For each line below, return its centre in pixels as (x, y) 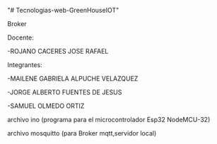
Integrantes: (25, 65)
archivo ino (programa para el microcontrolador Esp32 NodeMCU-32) (109, 120)
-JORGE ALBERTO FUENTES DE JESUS (65, 92)
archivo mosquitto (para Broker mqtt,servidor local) (82, 133)
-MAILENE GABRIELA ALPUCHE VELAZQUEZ (73, 78)
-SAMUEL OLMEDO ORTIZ (46, 106)
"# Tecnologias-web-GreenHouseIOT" (63, 10)
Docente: (20, 37)
